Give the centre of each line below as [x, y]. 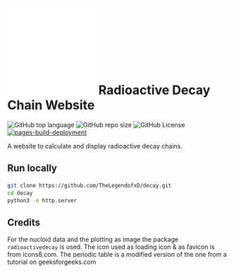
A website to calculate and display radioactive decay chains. [95, 146]
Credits [24, 222]
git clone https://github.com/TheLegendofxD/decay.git [90, 185]
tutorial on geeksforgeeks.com [52, 262]
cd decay [20, 193]
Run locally [32, 168]
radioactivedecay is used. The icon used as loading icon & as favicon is [111, 247]
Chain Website [51, 105]
